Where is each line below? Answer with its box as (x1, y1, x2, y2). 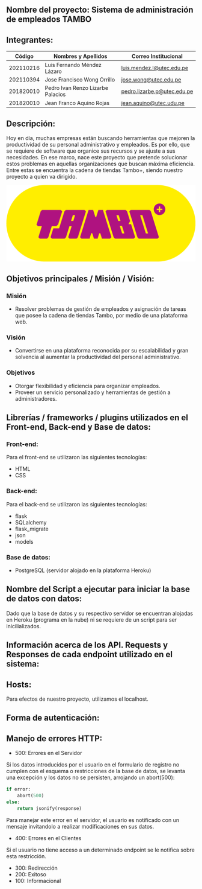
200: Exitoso (14, 870, 47, 878)
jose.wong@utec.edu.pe (121, 76, 182, 83)
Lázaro (44, 68, 62, 75)
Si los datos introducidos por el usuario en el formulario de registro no (6, 761, 180, 768)
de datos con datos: (6, 594, 82, 604)
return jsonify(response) (17, 805, 82, 811)
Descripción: (6, 118, 56, 129)
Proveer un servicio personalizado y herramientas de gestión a (14, 389, 171, 396)
